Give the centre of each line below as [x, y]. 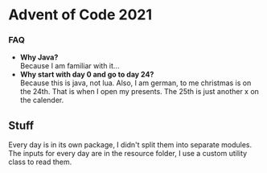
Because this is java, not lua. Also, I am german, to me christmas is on [136, 83]
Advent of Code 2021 [80, 15]
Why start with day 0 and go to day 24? [87, 75]
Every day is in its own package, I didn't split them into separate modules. [130, 145]
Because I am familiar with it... [70, 66]
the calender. [42, 100]
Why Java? [39, 57]
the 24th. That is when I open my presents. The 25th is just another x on [140, 92]
